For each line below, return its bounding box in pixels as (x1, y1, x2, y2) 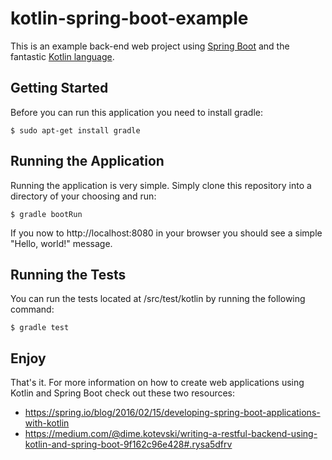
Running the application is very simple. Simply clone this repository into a (10, 179, 312, 191)
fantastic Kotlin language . (10, 50, 115, 62)
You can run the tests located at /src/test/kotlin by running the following (10, 293, 306, 305)
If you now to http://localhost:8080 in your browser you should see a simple (10, 227, 323, 239)
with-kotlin (24, 417, 70, 429)
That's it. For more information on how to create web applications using (10, 377, 305, 389)
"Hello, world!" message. (10, 237, 113, 249)
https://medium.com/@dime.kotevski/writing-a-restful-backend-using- (24, 428, 318, 440)
